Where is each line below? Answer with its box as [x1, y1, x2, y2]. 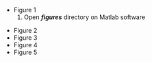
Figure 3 [13, 34, 38, 42]
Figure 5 [13, 48, 38, 56]
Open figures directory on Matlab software [23, 13, 146, 21]
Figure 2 [13, 27, 38, 34]
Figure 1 [13, 6, 36, 14]
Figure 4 [13, 41, 38, 49]
